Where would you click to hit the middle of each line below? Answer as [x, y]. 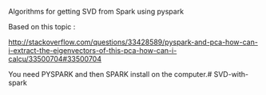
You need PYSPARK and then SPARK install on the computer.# [110, 74]
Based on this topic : [42, 27]
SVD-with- [231, 74]
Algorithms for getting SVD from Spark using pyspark [96, 11]
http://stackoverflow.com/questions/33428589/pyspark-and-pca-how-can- [133, 42]
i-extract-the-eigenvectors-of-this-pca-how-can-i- [93, 50]
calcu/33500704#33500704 [55, 59]
